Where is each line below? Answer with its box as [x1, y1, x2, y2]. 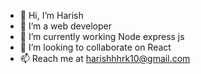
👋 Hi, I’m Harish [19, 10, 84, 21]
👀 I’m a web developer [19, 20, 112, 32]
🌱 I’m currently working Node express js [19, 31, 185, 42]
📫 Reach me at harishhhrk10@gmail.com [19, 53, 191, 64]
